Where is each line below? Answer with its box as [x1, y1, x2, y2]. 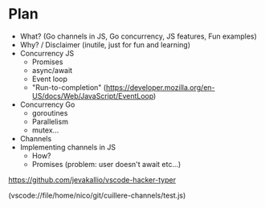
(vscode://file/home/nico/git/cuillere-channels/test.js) [8, 190, 186, 200]
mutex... [31, 125, 59, 135]
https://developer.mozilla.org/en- [105, 82, 215, 92]
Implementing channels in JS [19, 142, 116, 152]
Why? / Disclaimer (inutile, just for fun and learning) [19, 39, 191, 49]
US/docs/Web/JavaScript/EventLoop [31, 91, 154, 100]
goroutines [31, 108, 68, 117]
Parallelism [31, 116, 68, 126]
